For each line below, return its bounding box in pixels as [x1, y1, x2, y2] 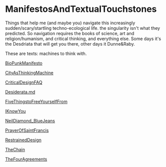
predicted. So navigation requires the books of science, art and [5, 30, 135, 36]
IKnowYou [5, 108, 26, 114]
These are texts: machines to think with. [5, 51, 87, 56]
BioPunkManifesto [5, 60, 43, 66]
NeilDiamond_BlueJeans [5, 117, 56, 123]
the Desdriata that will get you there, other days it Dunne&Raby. [5, 41, 135, 47]
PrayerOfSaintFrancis [5, 127, 49, 133]
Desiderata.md [5, 89, 36, 95]
